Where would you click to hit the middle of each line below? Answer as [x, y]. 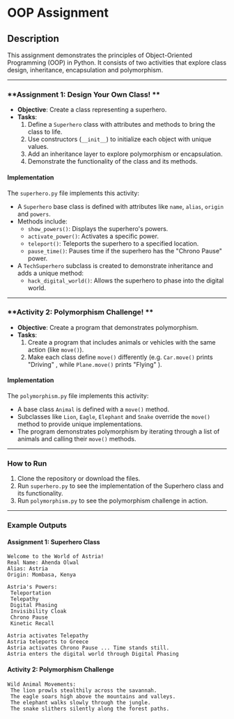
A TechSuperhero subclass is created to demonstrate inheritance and [115, 265]
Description [33, 39]
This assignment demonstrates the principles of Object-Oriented [100, 55]
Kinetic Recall [32, 624]
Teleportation [31, 593]
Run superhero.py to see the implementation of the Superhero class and [120, 486]
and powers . [34, 214]
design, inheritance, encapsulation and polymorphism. [85, 70]
